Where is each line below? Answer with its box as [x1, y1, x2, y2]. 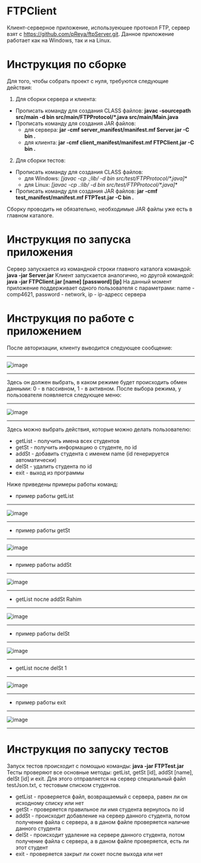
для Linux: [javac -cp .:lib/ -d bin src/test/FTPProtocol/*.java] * [24, 181, 178, 188]
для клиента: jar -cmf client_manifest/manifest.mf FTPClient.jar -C [24, 139, 194, 146]
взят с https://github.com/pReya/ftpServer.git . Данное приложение [7, 30, 175, 37]
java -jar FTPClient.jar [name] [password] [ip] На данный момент [7, 278, 172, 285]
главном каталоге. [7, 211, 54, 219]
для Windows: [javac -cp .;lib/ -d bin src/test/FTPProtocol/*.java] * [24, 175, 187, 182]
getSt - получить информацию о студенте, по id [15, 443, 137, 451]
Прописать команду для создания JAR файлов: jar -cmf [15, 187, 157, 195]
